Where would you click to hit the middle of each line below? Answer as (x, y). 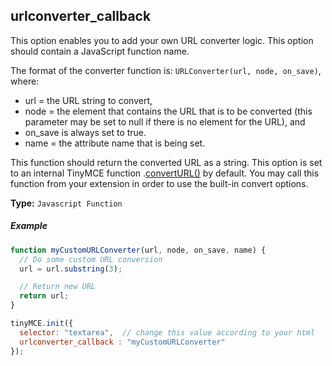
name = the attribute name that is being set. (115, 143)
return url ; (44, 296)
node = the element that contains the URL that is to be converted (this (168, 111)
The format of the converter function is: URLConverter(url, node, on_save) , (166, 70)
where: (25, 81)
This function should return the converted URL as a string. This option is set (166, 162)
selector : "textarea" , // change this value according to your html (167, 332)
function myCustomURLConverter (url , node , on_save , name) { (138, 250)
